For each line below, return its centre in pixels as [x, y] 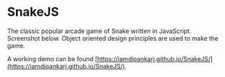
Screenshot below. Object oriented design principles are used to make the [113, 38]
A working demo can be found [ [53, 58]
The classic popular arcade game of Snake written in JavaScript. [99, 31]
